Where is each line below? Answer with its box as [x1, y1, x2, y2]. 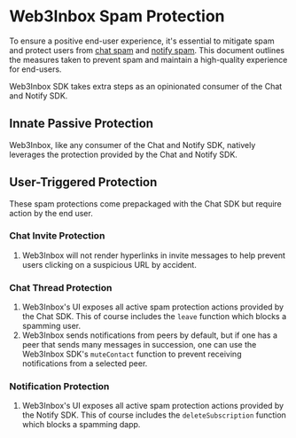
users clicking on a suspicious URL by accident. [21, 259, 197, 270]
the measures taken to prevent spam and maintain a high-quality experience [9, 54, 288, 65]
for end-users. [9, 64, 62, 74]
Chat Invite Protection [9, 230, 105, 242]
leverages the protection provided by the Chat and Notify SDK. [9, 149, 238, 160]
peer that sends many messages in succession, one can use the [21, 340, 257, 350]
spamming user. [21, 321, 82, 332]
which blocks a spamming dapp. [21, 419, 141, 430]
